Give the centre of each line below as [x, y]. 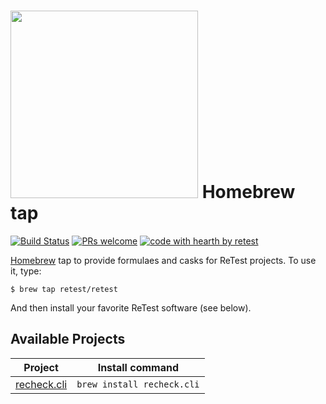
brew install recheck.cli [138, 384]
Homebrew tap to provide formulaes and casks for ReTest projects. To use [163, 260]
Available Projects [68, 339]
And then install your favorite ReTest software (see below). [131, 307]
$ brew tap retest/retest [64, 289]
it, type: [26, 271]
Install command [138, 367]
